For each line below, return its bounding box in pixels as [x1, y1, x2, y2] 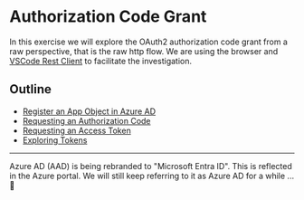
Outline [9, 81, 52, 97]
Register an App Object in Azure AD [22, 106, 157, 117]
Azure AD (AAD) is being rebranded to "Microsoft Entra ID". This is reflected [9, 160, 292, 171]
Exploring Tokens [22, 134, 88, 146]
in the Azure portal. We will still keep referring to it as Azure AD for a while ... [9, 170, 295, 181]
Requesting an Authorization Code [22, 115, 151, 126]
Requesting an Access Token [22, 125, 131, 136]
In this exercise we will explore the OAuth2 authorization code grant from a [9, 36, 288, 47]
